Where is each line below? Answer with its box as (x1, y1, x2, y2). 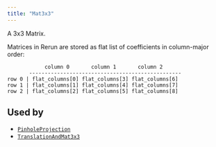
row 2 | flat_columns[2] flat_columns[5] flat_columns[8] (7, 87, 178, 94)
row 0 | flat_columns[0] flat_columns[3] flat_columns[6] (7, 76, 178, 83)
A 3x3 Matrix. (7, 29, 47, 37)
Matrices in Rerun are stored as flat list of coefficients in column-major (7, 42, 210, 51)
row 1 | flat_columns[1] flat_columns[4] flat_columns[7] (7, 81, 178, 89)
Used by (7, 107, 44, 119)
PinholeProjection (17, 126, 71, 133)
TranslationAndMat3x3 (17, 133, 80, 141)
